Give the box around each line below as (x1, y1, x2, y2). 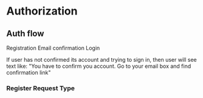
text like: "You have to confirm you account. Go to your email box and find (6, 62, 191, 70)
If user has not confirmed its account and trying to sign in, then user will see (6, 56, 198, 63)
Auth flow (6, 28, 44, 39)
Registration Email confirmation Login (6, 44, 100, 51)
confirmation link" (6, 69, 51, 76)
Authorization (6, 4, 78, 18)
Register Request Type (6, 83, 75, 92)
